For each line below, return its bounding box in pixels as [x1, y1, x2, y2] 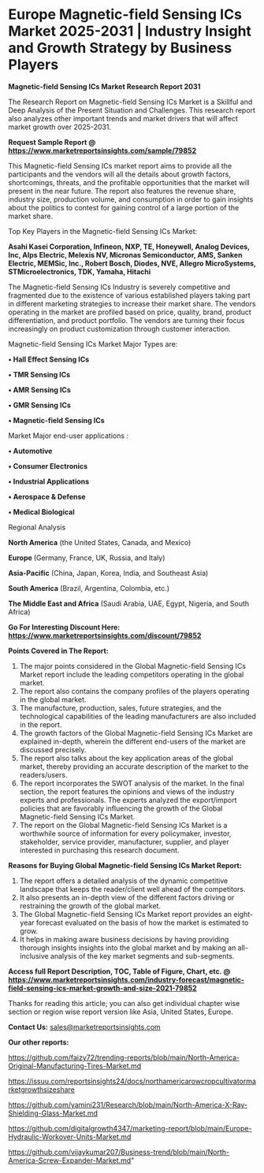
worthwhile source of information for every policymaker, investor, [19, 829, 232, 838]
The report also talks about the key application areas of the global [19, 753, 234, 763]
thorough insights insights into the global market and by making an [19, 943, 236, 952]
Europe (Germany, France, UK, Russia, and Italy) [8, 553, 165, 562]
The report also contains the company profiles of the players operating [19, 686, 250, 696]
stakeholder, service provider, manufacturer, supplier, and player [19, 837, 230, 846]
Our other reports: [8, 1038, 69, 1047]
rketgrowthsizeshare [8, 1085, 75, 1094]
